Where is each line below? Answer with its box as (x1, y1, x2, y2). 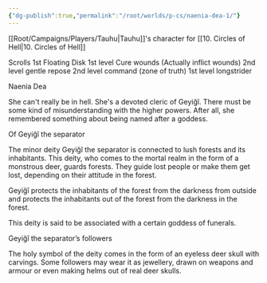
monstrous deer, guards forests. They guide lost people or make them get (8, 161, 250, 171)
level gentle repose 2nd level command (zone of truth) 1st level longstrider (8, 65, 253, 76)
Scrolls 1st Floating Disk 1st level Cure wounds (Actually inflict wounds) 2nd (8, 57, 256, 67)
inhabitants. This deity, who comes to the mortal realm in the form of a (8, 153, 239, 163)
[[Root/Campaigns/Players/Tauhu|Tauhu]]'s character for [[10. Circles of (8, 33, 245, 43)
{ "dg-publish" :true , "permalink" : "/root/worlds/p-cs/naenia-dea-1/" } (8, 11, 241, 20)
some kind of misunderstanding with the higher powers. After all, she (8, 105, 235, 115)
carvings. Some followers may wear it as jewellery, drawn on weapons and (8, 257, 253, 267)
